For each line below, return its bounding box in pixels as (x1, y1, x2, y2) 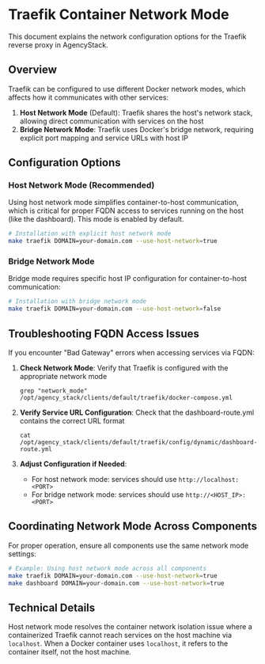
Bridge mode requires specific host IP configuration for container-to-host (8, 274, 248, 283)
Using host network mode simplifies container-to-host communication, (8, 198, 239, 207)
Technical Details (8, 601, 96, 614)
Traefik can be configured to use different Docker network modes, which (8, 84, 246, 93)
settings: (8, 548, 37, 559)
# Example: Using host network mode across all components (8, 564, 207, 572)
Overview (8, 63, 58, 77)
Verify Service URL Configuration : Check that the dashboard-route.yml (19, 408, 255, 417)
